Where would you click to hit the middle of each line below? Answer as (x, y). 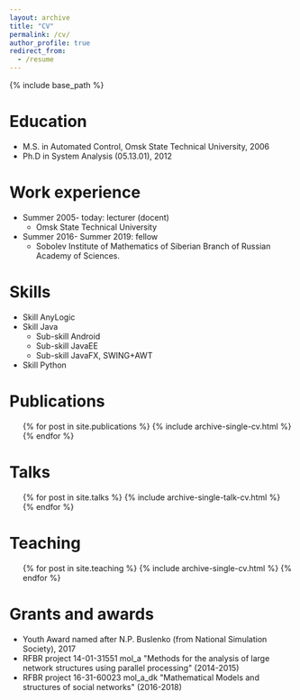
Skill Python (45, 365)
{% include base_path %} (57, 85)
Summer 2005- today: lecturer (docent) (95, 217)
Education (48, 122)
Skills (30, 292)
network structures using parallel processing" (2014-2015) (131, 668)
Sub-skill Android (68, 336)
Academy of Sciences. (77, 255)
